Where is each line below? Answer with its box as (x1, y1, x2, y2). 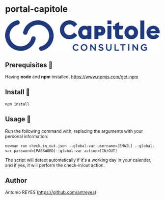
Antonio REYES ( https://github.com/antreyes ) (5, 189, 97, 195)
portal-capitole (5, 3, 68, 15)
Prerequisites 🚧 (5, 60, 53, 69)
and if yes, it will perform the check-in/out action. (5, 162, 105, 168)
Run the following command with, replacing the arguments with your (5, 128, 143, 134)
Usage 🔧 (5, 115, 31, 123)
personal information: (5, 133, 49, 139)
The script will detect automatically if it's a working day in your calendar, (5, 157, 152, 163)
